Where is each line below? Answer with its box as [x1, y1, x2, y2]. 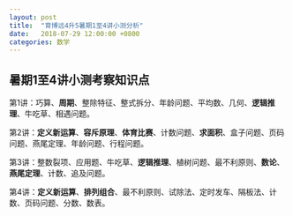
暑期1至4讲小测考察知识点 [9, 72, 150, 87]
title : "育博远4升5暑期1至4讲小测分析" [9, 21, 144, 30]
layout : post [9, 12, 57, 22]
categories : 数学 [9, 37, 71, 47]
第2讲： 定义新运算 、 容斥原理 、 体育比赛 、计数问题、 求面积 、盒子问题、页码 [9, 127, 285, 138]
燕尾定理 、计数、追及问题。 [9, 168, 110, 179]
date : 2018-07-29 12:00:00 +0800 [9, 29, 140, 38]
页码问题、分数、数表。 [24, 197, 110, 208]
